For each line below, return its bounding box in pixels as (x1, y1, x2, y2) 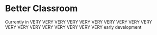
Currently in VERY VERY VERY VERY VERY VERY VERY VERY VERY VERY (5, 19, 152, 25)
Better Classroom (5, 3, 78, 14)
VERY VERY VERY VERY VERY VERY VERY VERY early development (5, 24, 142, 30)
